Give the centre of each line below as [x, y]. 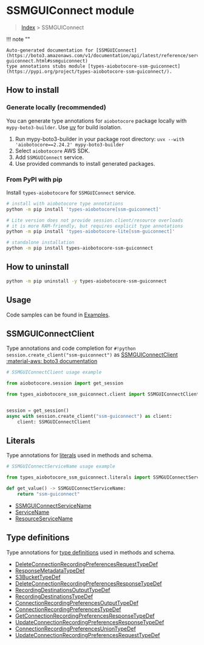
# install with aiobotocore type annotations [65, 203]
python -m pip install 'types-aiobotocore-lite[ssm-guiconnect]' [90, 231]
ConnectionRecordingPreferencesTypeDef [68, 609]
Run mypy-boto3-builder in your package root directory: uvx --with [100, 139]
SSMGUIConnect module [70, 11]
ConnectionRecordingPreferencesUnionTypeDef [76, 629]
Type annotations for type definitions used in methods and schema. [91, 552]
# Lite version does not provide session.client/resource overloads [95, 220]
